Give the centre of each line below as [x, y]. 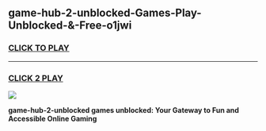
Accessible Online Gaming [53, 118]
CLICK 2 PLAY [36, 78]
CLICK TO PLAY [39, 48]
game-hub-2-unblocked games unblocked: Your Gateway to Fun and [124, 110]
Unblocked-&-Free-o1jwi [70, 26]
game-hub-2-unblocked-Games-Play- [105, 13]
